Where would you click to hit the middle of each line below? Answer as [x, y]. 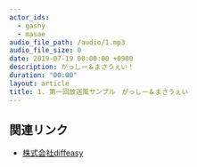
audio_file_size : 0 [45, 51]
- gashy [32, 26]
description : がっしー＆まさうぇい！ [72, 68]
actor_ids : [29, 17]
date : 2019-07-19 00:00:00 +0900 [71, 59]
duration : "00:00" [43, 76]
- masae [32, 34]
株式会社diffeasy [53, 153]
